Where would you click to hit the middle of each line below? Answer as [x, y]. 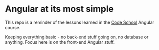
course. [13, 27]
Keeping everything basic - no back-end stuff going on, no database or [77, 37]
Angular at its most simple [59, 9]
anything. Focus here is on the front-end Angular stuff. [60, 42]
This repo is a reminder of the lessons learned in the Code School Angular [80, 22]
